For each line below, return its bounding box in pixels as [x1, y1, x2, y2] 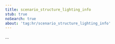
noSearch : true [5, 16, 36, 21]
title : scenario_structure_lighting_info [5, 7, 91, 12]
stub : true [5, 12, 28, 17]
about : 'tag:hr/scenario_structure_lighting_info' [5, 21, 111, 26]
